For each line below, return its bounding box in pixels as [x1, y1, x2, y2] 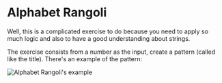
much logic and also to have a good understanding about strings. [7, 34, 191, 42]
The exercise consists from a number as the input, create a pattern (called [7, 48, 216, 56]
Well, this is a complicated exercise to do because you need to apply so [7, 27, 208, 35]
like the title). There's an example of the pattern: [7, 54, 142, 63]
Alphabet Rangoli [7, 5, 107, 20]
